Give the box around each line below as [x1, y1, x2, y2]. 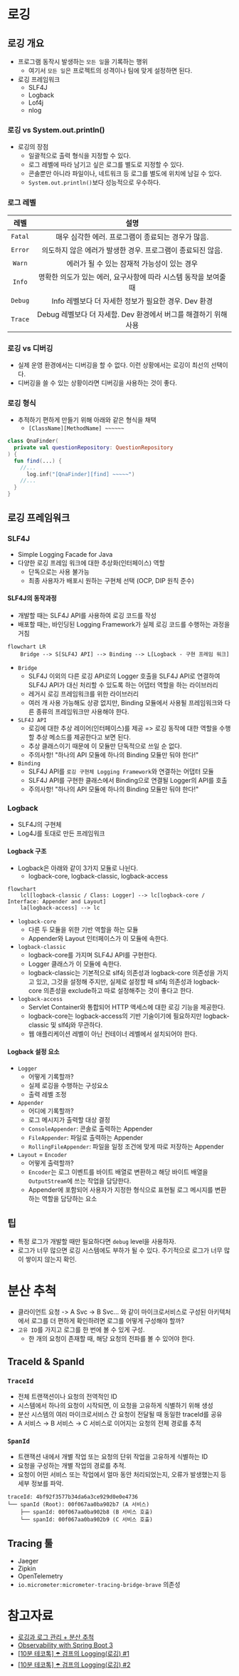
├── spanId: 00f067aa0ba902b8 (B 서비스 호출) [20, 1508, 153, 1516]
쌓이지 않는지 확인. [25, 1255, 77, 1264]
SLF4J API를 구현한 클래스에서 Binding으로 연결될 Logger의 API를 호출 [28, 776, 228, 784]
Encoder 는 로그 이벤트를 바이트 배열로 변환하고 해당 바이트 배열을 [28, 1167, 208, 1176]
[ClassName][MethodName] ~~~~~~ [28, 425, 124, 432]
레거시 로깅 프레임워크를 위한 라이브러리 [28, 689, 139, 698]
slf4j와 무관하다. [58, 1021, 103, 1029]
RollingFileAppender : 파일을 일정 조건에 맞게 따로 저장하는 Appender [28, 1142, 224, 1151]
